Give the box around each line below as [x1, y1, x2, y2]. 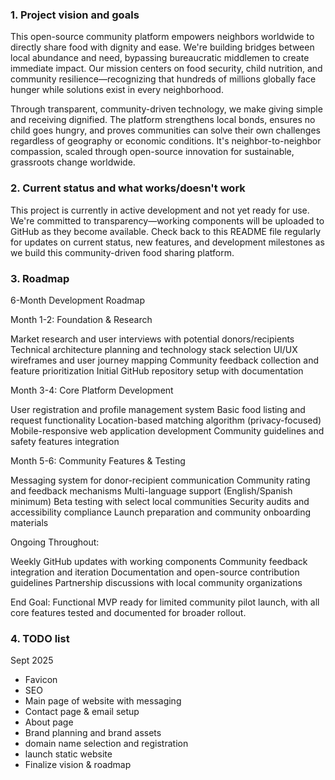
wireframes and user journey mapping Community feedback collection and [10, 354, 319, 366]
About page [24, 716, 74, 728]
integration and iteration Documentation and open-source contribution [10, 566, 300, 578]
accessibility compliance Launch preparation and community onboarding [10, 506, 312, 518]
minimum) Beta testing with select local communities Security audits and [10, 495, 310, 507]
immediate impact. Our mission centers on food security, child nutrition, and [10, 63, 323, 75]
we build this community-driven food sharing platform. [10, 246, 235, 258]
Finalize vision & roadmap [24, 759, 132, 771]
